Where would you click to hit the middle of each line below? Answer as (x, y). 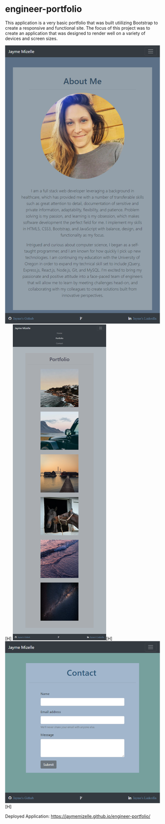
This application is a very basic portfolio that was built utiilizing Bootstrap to (82, 23)
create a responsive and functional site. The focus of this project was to (78, 28)
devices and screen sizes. (31, 38)
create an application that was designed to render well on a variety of (75, 33)
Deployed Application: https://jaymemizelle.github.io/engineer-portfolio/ (78, 816)
